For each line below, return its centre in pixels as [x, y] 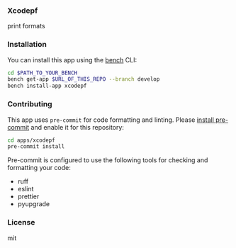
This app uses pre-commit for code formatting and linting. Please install [111, 120]
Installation [27, 45]
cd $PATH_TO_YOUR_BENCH [43, 73]
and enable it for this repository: [77, 127]
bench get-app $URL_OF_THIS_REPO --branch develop [84, 79]
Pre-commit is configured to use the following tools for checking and [108, 160]
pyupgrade [34, 204]
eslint [26, 189]
